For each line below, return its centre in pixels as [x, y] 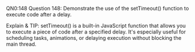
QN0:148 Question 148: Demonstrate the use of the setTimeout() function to [97, 8]
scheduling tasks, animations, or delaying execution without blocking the [94, 38]
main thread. [21, 44]
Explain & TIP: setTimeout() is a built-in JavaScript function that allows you [96, 26]
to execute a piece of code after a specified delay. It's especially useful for [96, 32]
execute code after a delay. [39, 14]
